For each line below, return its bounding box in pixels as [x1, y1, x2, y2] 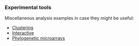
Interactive [11, 30, 34, 36]
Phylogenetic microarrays [11, 35, 65, 41]
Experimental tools [4, 4, 51, 11]
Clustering [11, 25, 33, 31]
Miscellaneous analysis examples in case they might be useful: [4, 15, 134, 21]
